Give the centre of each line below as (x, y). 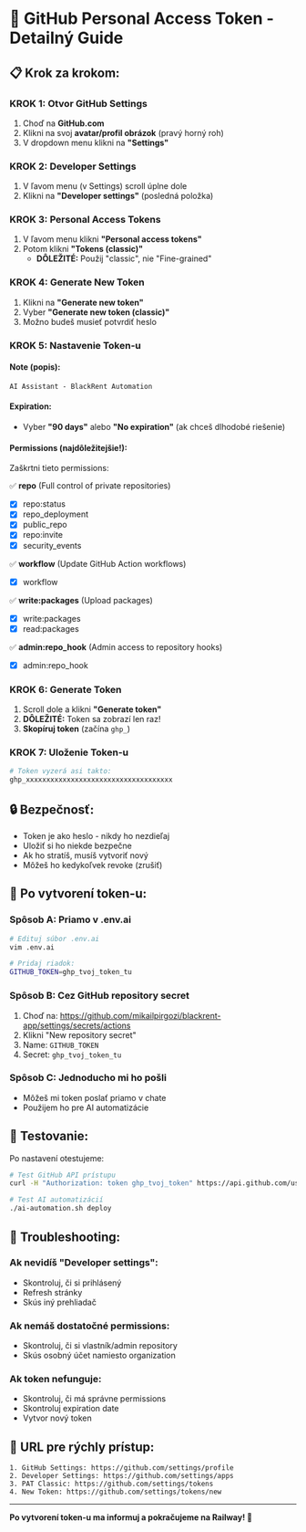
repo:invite (43, 535)
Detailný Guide (66, 38)
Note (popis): (35, 367)
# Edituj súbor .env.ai (55, 939)
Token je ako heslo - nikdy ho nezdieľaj (96, 836)
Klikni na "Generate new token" (83, 302)
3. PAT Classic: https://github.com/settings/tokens (112, 1484)
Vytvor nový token (57, 1418)
